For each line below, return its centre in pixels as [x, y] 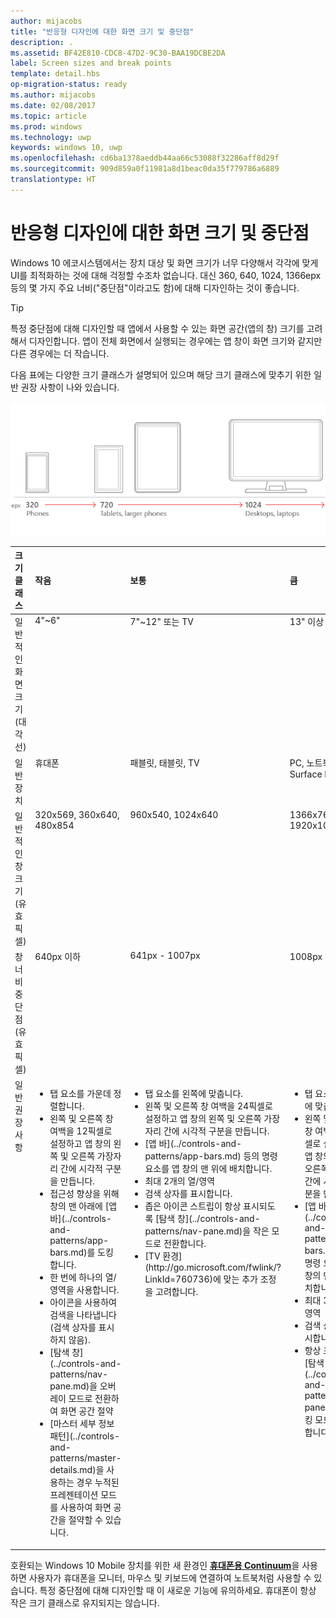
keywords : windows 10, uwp [66, 148]
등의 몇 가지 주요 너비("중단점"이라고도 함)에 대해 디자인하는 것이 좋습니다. [155, 287]
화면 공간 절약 [86, 1411]
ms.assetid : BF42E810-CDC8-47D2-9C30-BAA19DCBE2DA [118, 53]
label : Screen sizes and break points [91, 63]
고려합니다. [177, 1292]
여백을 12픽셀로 [81, 1131]
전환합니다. [185, 1244]
